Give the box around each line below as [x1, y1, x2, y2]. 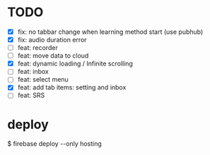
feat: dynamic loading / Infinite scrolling [17, 59, 133, 68]
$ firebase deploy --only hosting [7, 139, 103, 148]
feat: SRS [17, 91, 45, 99]
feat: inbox [17, 68, 49, 76]
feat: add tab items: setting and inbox [17, 83, 127, 92]
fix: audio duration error [17, 36, 87, 44]
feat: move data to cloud [17, 51, 89, 60]
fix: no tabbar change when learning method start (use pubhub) [17, 27, 204, 36]
